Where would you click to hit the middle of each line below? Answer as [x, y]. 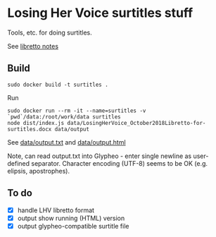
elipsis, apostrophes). [39, 171]
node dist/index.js [36, 123]
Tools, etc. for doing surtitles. [50, 32]
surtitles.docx [30, 129]
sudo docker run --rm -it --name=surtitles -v [77, 111]
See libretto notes [33, 46]
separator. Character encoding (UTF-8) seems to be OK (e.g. [120, 163]
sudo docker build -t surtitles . [58, 85]
